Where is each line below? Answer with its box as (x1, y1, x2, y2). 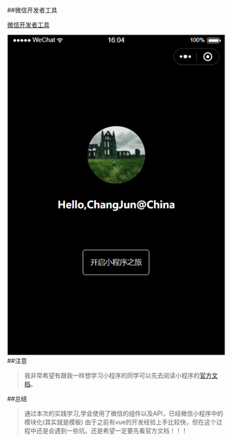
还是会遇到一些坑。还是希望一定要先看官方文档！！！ (36, 427, 188, 435)
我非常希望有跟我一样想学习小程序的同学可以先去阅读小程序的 (23, 371, 200, 380)
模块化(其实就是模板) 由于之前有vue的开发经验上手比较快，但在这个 (23, 418, 217, 426)
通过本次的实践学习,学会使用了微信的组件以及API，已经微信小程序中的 (23, 409, 224, 418)
